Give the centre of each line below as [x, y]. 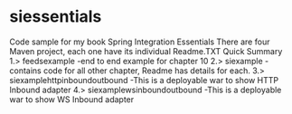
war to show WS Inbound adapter [72, 99]
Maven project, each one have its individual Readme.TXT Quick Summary [146, 51]
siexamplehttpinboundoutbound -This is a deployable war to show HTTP [144, 80]
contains [26, 71]
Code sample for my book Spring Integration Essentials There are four [140, 42]
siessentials [56, 17]
